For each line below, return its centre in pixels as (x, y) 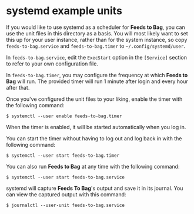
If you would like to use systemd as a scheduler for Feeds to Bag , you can (96, 27)
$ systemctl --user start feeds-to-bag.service (66, 177)
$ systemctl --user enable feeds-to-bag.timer (64, 116)
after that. (18, 87)
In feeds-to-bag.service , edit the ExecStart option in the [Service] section (96, 57)
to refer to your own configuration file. (52, 64)
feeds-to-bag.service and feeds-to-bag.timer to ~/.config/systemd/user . (96, 46)
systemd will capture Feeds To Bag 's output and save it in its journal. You (95, 188)
